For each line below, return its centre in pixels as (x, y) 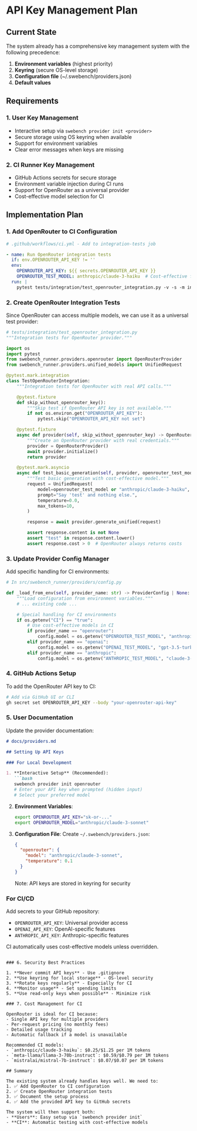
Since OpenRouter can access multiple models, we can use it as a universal (97, 315)
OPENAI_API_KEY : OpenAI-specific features (65, 929)
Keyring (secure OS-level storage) (56, 70)
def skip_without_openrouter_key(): (62, 402)
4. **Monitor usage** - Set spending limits (61, 988)
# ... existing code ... (47, 604)
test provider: (22, 321)
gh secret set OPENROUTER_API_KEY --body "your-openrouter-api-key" (91, 702)
